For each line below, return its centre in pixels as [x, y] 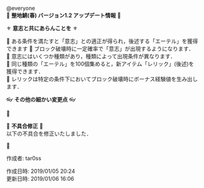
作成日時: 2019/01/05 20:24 [41, 171]
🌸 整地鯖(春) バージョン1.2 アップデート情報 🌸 [64, 15]
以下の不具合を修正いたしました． [49, 133]
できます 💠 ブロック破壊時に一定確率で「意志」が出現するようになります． [100, 49]
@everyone [21, 8]
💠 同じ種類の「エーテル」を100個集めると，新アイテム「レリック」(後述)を [100, 64]
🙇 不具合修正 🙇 [25, 126]
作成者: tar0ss [24, 158]
